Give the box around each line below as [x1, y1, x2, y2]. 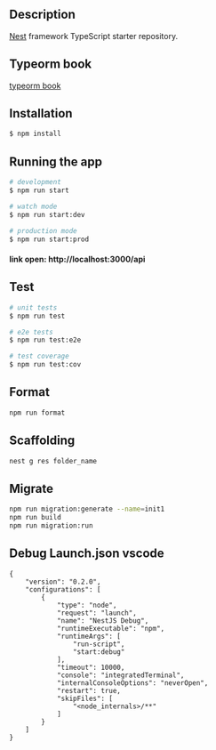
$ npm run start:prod [9, 235, 90, 244]
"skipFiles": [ [56, 694, 114, 703]
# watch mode [9, 202, 58, 211]
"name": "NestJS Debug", [56, 616, 149, 625]
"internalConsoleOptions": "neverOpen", [56, 678, 209, 688]
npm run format [9, 408, 66, 417]
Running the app [9, 154, 102, 169]
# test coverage [9, 351, 69, 361]
